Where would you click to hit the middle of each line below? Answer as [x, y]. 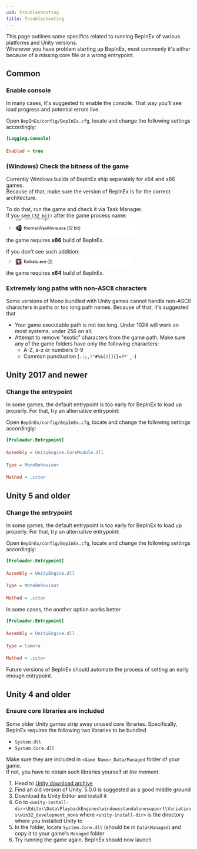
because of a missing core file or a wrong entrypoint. [70, 55]
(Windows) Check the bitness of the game [68, 166]
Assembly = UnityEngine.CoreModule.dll [55, 452]
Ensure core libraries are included [55, 711]
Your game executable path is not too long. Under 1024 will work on [97, 325]
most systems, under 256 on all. [54, 331]
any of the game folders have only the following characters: [87, 344]
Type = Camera [24, 646]
